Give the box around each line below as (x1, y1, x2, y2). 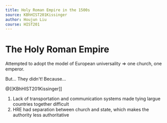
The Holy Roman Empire (5, 44, 110, 55)
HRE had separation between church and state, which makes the (12, 107, 149, 113)
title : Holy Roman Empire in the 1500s (5, 7, 90, 13)
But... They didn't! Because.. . (5, 76, 66, 82)
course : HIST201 (5, 21, 40, 27)
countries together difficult (12, 101, 69, 107)
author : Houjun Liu (5, 17, 47, 22)
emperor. (5, 66, 25, 72)
